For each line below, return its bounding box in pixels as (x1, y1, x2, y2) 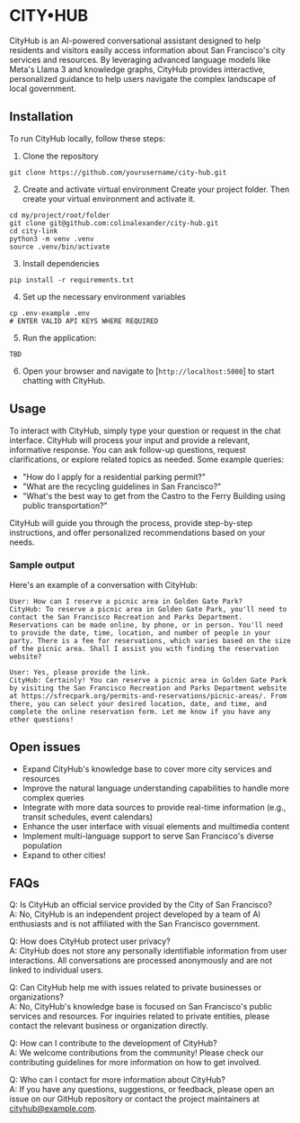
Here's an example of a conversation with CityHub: (9, 579, 198, 590)
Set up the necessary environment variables (22, 291, 186, 302)
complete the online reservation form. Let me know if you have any (9, 707, 271, 716)
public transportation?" (22, 500, 108, 511)
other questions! (9, 715, 75, 724)
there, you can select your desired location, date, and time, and (9, 699, 268, 708)
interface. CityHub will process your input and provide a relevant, (9, 434, 251, 446)
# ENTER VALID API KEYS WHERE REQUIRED (9, 316, 159, 325)
